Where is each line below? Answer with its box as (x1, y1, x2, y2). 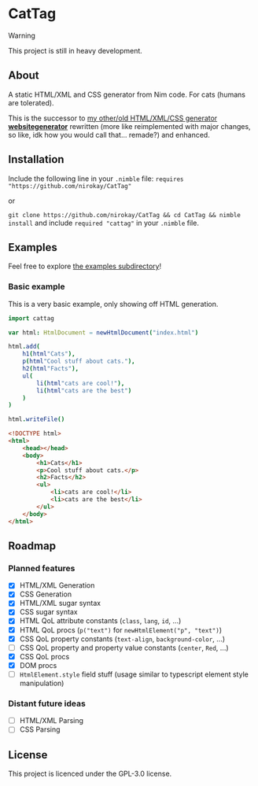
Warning (8, 31, 35, 40)
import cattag (8, 314, 55, 323)
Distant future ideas (8, 698, 87, 709)
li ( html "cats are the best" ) (36, 386, 132, 394)
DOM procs (19, 660, 57, 670)
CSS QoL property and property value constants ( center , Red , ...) (19, 643, 230, 652)
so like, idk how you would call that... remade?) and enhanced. (8, 130, 210, 139)
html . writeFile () (8, 415, 65, 423)
